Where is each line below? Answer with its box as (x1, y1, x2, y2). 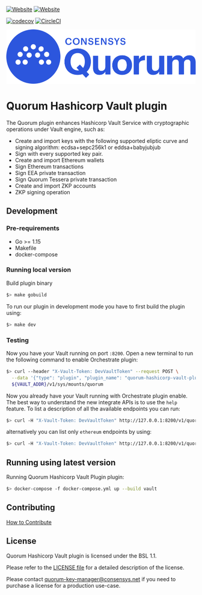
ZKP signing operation (14, 188, 70, 196)
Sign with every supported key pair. (14, 150, 103, 157)
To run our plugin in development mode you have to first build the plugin (6, 302, 185, 310)
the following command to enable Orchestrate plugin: (6, 356, 138, 363)
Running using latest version (6, 457, 116, 468)
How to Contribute (6, 518, 52, 526)
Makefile (14, 244, 37, 252)
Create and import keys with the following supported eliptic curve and (14, 137, 188, 144)
